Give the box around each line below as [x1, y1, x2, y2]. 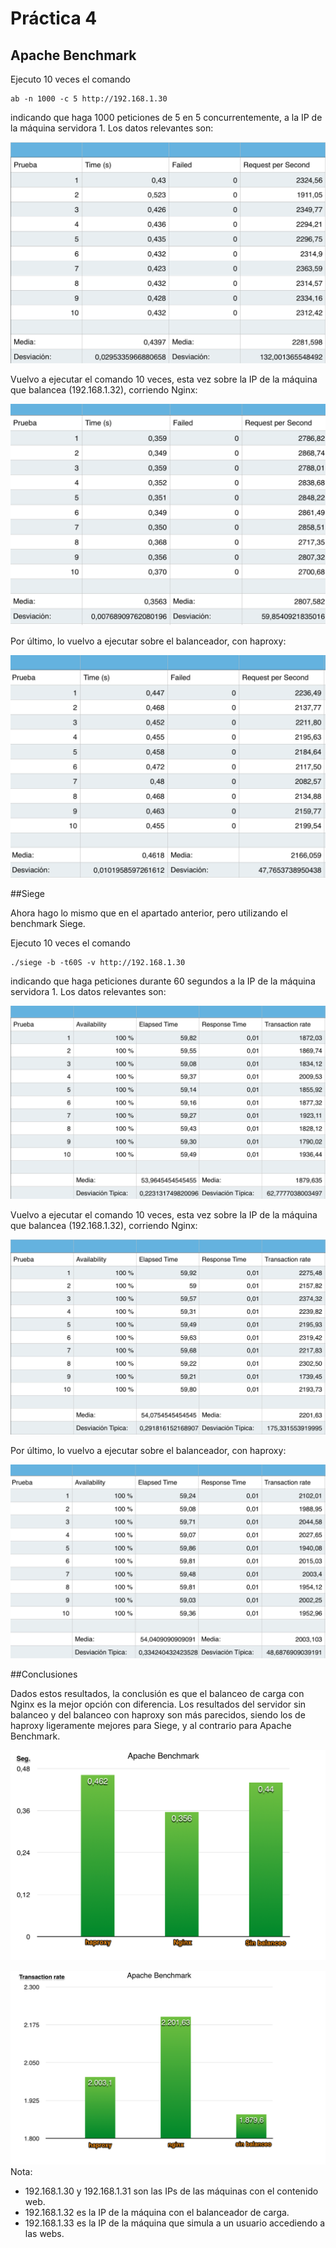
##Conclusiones [10, 1668, 78, 1681]
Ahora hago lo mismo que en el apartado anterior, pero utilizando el [10, 907, 288, 919]
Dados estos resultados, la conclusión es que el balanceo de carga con [10, 1688, 305, 1700]
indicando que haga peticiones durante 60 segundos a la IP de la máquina [10, 975, 316, 987]
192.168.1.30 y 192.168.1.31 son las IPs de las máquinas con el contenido [24, 2185, 319, 2197]
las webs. [24, 2227, 65, 2239]
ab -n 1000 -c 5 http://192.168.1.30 [10, 94, 168, 104]
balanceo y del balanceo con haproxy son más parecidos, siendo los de [10, 1709, 306, 1721]
